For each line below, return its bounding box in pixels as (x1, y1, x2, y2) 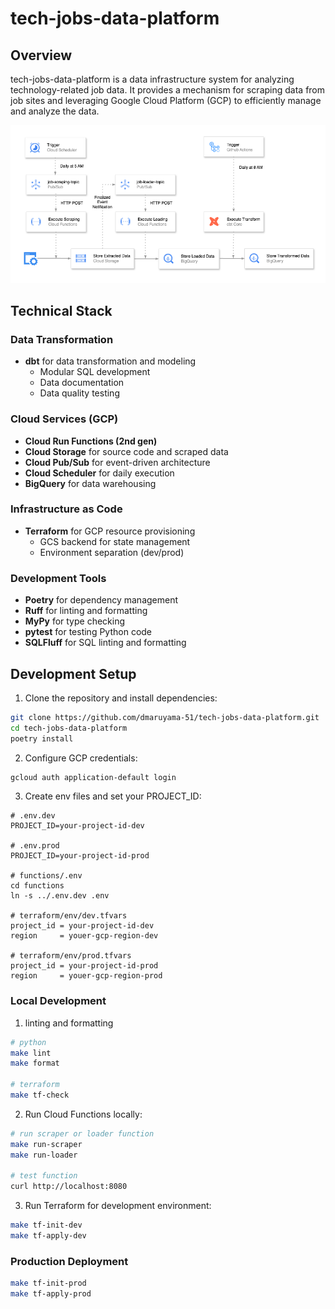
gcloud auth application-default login (10, 772, 177, 782)
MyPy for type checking (24, 615, 126, 627)
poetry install (10, 733, 74, 744)
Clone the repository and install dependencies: (24, 692, 218, 704)
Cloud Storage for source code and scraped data (24, 445, 229, 457)
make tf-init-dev (10, 1220, 83, 1231)
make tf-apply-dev (10, 1231, 87, 1241)
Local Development (10, 994, 107, 1008)
